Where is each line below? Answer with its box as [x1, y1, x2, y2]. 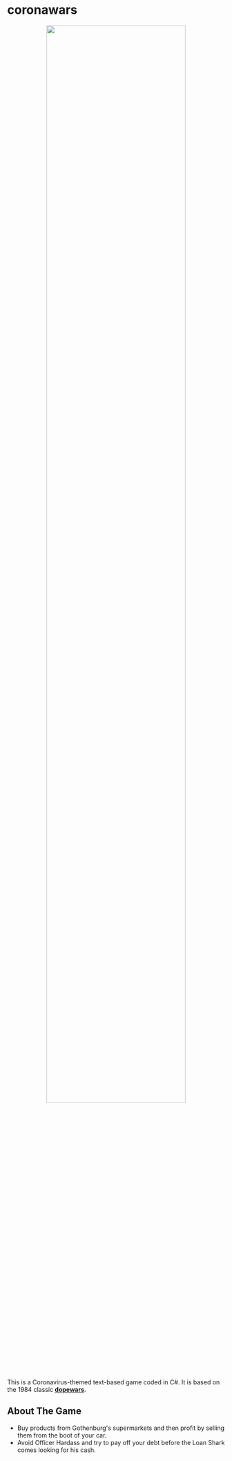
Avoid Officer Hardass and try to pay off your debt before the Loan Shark [17, 1438, 225, 1446]
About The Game [7, 1405, 81, 1417]
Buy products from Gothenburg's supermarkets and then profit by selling [17, 1424, 225, 1432]
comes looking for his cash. [17, 1446, 97, 1454]
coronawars [7, 2, 78, 18]
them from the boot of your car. [17, 1431, 107, 1439]
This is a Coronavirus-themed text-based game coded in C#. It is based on [7, 1377, 220, 1386]
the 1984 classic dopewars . [7, 1385, 86, 1393]
